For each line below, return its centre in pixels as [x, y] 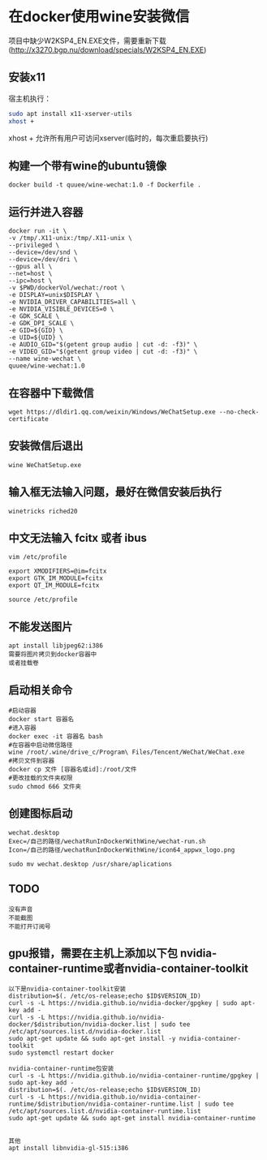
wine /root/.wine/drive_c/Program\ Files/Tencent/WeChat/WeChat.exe [127, 752]
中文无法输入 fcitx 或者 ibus [78, 537]
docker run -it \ [38, 231]
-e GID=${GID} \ [36, 331]
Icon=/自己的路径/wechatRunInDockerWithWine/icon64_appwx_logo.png [122, 850]
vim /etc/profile [38, 557]
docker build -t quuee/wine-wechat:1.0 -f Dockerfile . [105, 185]
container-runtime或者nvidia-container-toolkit [129, 969]
